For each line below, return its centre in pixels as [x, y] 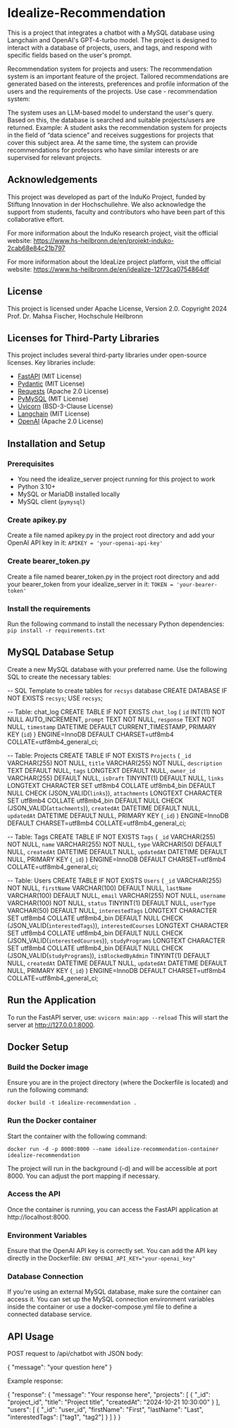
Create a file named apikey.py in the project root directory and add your [111, 536]
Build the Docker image [48, 1067]
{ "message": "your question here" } [60, 1367]
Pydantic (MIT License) [51, 384]
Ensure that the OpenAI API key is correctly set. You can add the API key [112, 1251]
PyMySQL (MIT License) [53, 399]
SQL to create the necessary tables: [59, 677]
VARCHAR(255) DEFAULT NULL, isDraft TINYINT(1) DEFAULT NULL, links [116, 778]
